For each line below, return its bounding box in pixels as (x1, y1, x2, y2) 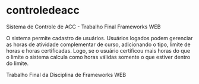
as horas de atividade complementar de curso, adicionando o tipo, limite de (6, 41, 191, 48)
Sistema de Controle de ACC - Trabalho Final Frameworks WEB (6, 23, 161, 30)
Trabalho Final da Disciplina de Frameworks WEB (6, 71, 127, 78)
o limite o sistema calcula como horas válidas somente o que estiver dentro (6, 53, 191, 60)
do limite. (6, 60, 29, 67)
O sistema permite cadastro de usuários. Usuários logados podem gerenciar (6, 34, 193, 41)
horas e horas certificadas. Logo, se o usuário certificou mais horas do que (6, 47, 191, 54)
